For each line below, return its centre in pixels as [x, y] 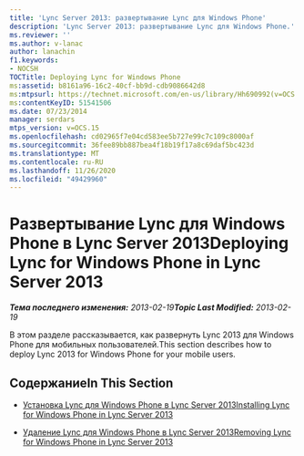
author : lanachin [42, 52]
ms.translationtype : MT [55, 153]
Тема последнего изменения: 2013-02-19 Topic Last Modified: [132, 307]
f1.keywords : [34, 60]
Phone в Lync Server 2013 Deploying [149, 244]
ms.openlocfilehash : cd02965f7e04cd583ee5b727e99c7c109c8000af [132, 137]
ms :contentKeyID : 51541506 [61, 103]
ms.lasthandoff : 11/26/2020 [63, 171]
